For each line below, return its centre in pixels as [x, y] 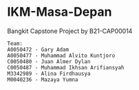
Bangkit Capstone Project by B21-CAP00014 [70, 31]
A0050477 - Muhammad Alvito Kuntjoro [61, 56]
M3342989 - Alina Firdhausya [49, 74]
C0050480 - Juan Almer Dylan [49, 61]
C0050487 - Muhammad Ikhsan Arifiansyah [66, 67]
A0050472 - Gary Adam [38, 49]
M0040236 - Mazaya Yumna [43, 80]
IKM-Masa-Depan [60, 12]
